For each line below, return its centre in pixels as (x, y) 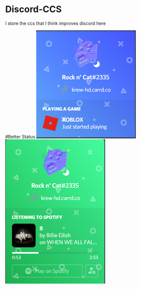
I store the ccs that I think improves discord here (56, 23)
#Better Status (20, 136)
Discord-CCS (34, 9)
